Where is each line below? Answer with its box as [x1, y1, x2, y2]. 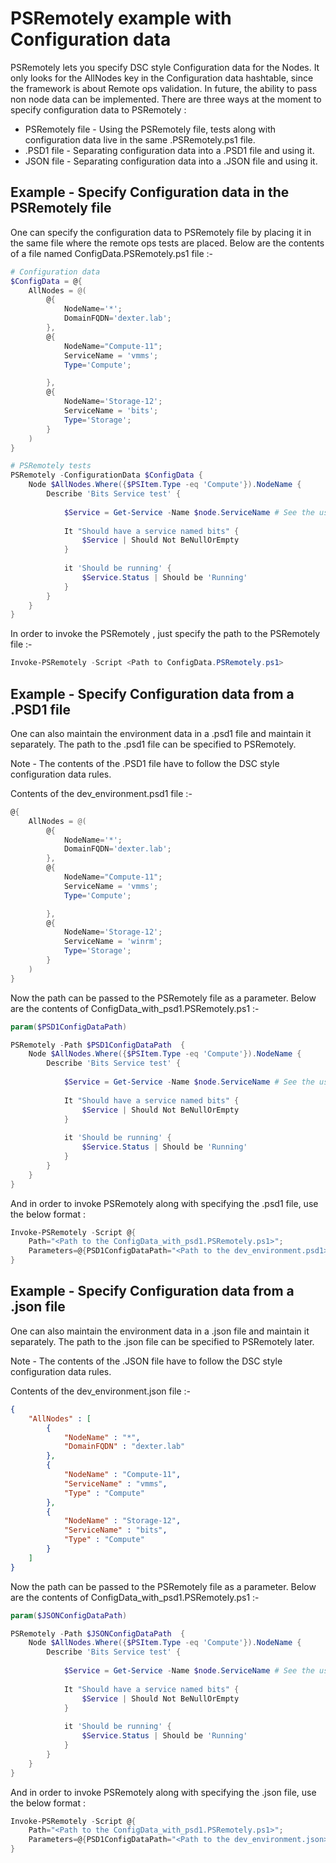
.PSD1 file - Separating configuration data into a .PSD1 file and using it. [24, 144, 315, 156]
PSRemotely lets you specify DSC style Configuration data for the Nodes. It [10, 61, 320, 73]
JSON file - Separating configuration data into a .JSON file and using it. [24, 155, 318, 167]
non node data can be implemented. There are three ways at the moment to [10, 93, 322, 105]
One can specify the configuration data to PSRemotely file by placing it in [10, 226, 312, 238]
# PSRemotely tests [10, 461, 92, 471]
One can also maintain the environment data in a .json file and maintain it [10, 1325, 310, 1337]
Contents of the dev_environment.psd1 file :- [10, 787, 193, 799]
